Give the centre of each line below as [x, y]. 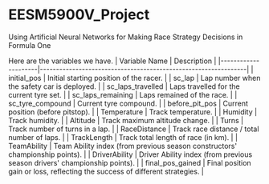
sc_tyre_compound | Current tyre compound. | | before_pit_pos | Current [128, 103]
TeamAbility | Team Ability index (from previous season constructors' [123, 146]
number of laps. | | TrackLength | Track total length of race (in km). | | [123, 137]
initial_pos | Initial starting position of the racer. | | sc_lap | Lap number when [134, 78]
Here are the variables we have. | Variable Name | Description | [112, 61]
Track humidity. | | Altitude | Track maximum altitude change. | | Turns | [126, 120]
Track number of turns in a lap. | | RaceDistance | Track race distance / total [134, 129]
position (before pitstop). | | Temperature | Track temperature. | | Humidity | [133, 112]
